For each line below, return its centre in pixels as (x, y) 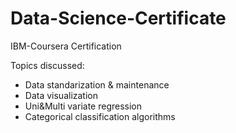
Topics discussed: (47, 65)
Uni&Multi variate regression (83, 106)
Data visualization (61, 95)
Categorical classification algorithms (100, 116)
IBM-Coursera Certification (66, 46)
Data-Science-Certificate (118, 18)
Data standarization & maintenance (97, 84)
